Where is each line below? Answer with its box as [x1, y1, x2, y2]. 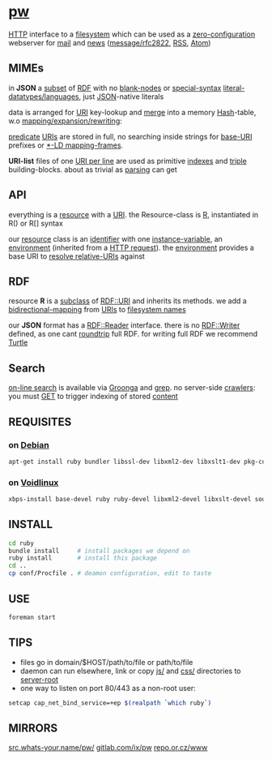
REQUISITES [8, 414, 72, 428]
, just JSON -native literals [79, 92, 164, 101]
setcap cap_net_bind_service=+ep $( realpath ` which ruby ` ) [8, 698, 212, 707]
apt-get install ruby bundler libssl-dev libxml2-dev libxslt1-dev [8, 457, 241, 466]
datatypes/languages [8, 92, 79, 101]
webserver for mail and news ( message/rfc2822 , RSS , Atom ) [8, 37, 211, 47]
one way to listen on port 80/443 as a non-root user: [19, 683, 196, 693]
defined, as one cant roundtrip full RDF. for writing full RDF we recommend [8, 329, 258, 339]
